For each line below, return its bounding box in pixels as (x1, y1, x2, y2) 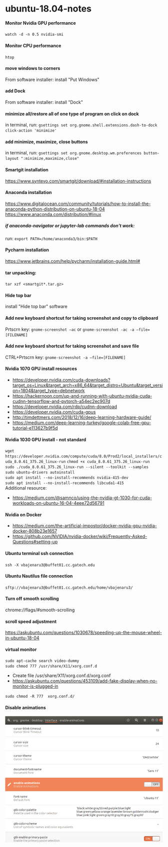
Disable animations (5, 705, 46, 711)
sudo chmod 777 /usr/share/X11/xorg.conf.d (5, 664, 97, 669)
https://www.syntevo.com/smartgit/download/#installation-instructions (5, 178, 151, 184)
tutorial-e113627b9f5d (12, 425, 58, 431)
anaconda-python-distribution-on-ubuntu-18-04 (5, 206, 105, 212)
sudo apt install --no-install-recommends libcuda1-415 (5, 481, 124, 486)
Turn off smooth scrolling (5, 596, 59, 602)
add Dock (5, 88, 26, 94)
